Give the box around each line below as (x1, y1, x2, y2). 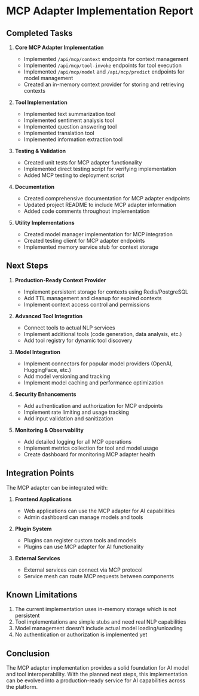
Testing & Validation (14, 148, 66, 154)
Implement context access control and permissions (23, 301, 150, 308)
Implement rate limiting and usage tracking (23, 408, 130, 416)
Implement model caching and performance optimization (23, 378, 164, 386)
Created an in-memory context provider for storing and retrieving (23, 81, 185, 88)
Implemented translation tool (23, 130, 94, 136)
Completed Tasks (6, 28, 73, 38)
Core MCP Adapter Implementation (14, 44, 104, 51)
